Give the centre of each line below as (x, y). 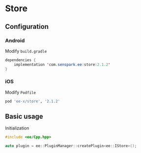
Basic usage (24, 117)
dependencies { (21, 60)
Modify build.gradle (26, 51)
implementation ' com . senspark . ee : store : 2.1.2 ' (62, 65)
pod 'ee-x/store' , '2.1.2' (33, 101)
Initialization (17, 128)
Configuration (27, 27)
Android (15, 41)
